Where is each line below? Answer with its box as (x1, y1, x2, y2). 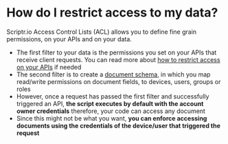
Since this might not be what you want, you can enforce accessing (16, 114, 207, 122)
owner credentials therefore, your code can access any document (16, 107, 205, 115)
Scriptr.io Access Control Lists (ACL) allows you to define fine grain (6, 28, 197, 36)
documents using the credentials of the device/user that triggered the (16, 121, 220, 130)
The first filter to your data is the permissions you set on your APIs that (16, 48, 217, 56)
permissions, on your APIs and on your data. (6, 34, 132, 43)
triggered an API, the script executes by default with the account (16, 99, 204, 107)
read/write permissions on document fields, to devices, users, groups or (16, 77, 221, 85)
